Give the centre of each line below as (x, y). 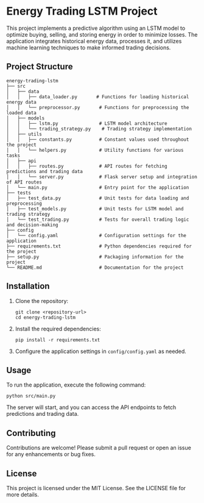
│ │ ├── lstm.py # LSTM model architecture (87, 123)
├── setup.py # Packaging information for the (95, 257)
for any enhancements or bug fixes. (51, 454)
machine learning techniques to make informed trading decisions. (89, 48)
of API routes (24, 182)
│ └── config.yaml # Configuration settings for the (97, 235)
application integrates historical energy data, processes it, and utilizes (94, 41)
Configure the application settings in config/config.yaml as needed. (101, 351)
